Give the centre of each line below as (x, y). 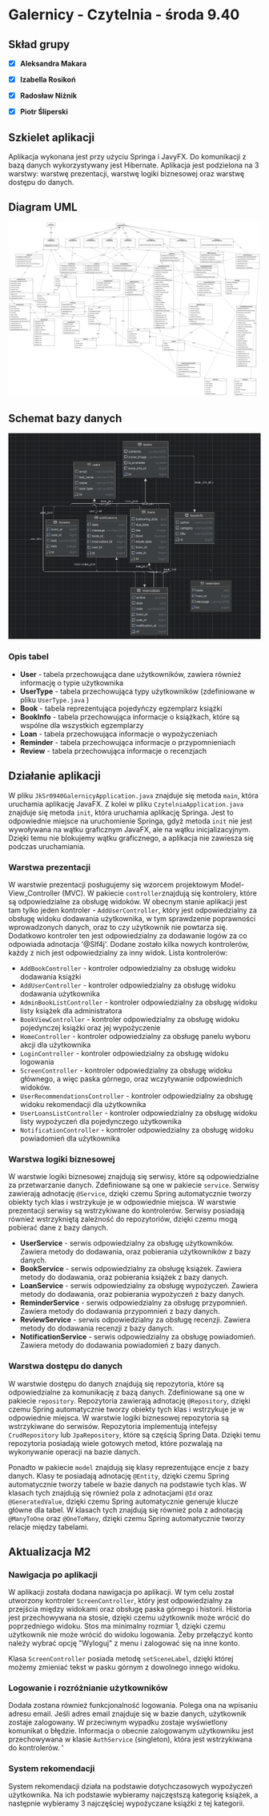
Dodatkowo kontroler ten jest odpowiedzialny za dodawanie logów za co (128, 936)
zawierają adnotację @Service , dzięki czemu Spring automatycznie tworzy (130, 1194)
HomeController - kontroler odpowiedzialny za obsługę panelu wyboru (135, 1036)
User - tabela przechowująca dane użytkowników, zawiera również (130, 674)
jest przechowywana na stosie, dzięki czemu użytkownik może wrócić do (129, 1618)
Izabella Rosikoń (48, 80)
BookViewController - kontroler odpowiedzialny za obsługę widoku (130, 1019)
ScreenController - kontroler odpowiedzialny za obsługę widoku (126, 1070)
